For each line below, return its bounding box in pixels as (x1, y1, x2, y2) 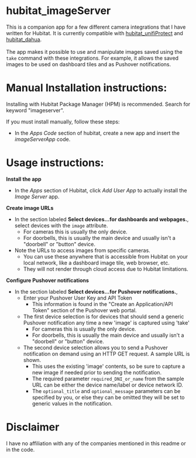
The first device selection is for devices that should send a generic (23, 313, 184, 320)
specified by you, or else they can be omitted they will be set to (32, 394, 185, 401)
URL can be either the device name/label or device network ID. (32, 381, 183, 388)
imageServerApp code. (14, 136, 71, 143)
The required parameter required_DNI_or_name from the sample (32, 375, 184, 382)
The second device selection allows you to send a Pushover (23, 344, 168, 351)
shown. (23, 356, 42, 363)
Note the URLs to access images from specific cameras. (14, 247, 150, 254)
